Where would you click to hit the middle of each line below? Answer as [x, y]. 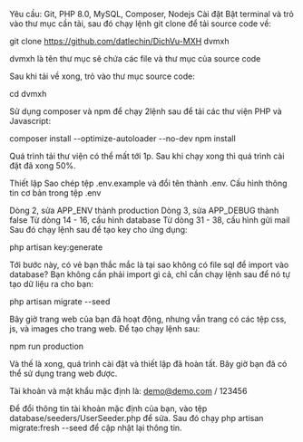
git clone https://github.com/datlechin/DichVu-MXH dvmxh [119, 41]
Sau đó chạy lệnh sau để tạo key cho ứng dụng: [98, 230]
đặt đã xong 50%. [43, 166]
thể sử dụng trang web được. [64, 373]
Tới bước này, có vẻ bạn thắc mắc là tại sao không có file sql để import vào [149, 264]
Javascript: [30, 121]
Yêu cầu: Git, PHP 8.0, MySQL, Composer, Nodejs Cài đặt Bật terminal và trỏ [152, 14]
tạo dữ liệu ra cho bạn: [51, 284]
